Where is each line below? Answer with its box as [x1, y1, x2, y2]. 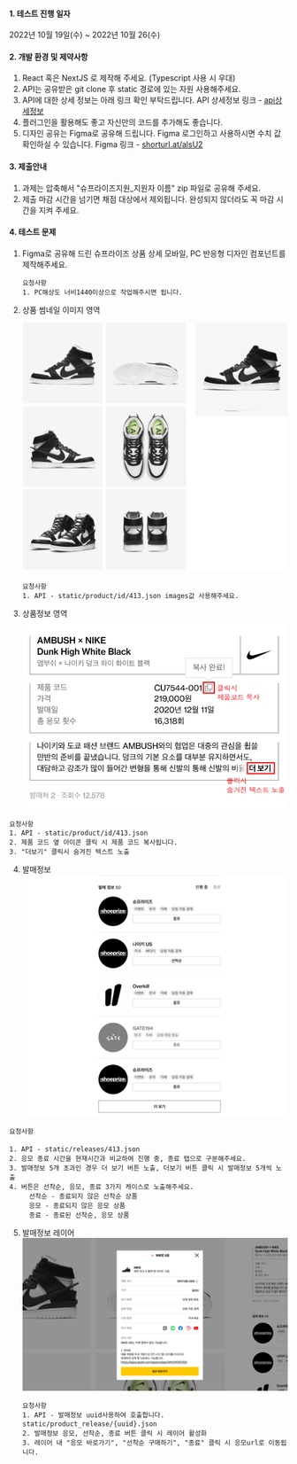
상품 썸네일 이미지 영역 [21, 304, 101, 315]
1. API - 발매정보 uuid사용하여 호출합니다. [21, 1411, 165, 1420]
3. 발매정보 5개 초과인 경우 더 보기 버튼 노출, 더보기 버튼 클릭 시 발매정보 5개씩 [9, 1164, 272, 1172]
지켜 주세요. [38, 205, 80, 215]
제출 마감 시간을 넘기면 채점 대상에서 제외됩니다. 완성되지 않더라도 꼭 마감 [21, 193, 275, 204]
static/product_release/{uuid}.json [21, 1420, 157, 1429]
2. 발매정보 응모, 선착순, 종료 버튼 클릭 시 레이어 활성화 [21, 1429, 208, 1438]
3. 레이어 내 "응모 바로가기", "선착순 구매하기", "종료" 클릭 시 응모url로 [21, 1438, 265, 1448]
